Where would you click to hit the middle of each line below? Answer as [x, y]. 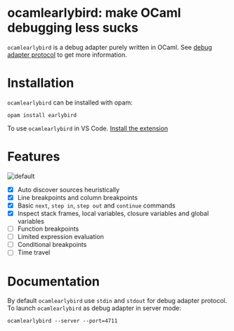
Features [34, 157]
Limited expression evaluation [60, 237]
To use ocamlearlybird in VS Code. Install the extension [88, 128]
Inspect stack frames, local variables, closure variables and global [113, 213]
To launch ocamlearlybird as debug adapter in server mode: [94, 308]
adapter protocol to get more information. [67, 55]
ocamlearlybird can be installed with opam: [70, 102]
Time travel [34, 252]
